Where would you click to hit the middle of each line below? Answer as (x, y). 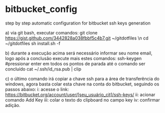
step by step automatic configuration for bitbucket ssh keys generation (78, 23)
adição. (13, 105)
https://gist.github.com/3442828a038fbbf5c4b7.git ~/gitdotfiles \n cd (77, 38)
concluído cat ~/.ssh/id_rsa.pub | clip (43, 69)
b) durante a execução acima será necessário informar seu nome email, (79, 53)
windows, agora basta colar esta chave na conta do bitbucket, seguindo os (82, 84)
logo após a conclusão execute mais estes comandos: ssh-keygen (74, 58)
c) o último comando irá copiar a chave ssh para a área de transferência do (82, 78)
